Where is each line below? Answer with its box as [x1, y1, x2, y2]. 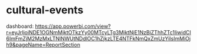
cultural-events [6, 3, 84, 17]
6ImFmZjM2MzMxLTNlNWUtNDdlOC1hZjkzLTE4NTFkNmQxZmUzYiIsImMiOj [6, 35, 191, 42]
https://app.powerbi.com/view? [35, 23, 111, 30]
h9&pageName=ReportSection [6, 41, 81, 48]
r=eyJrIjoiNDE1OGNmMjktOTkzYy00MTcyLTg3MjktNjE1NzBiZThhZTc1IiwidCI [6, 28, 191, 35]
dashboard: [6, 23, 34, 30]
